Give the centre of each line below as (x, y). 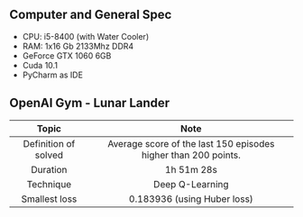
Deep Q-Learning (191, 184)
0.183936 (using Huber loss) (192, 199)
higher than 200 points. (191, 155)
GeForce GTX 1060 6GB (67, 55)
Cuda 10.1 (40, 65)
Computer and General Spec (91, 15)
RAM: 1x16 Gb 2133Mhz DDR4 (78, 46)
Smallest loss (49, 199)
